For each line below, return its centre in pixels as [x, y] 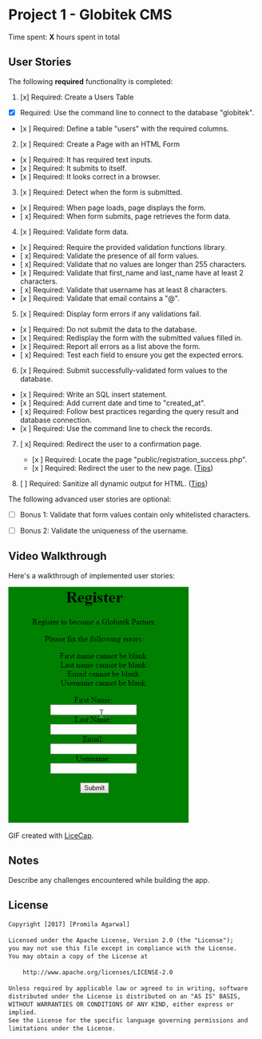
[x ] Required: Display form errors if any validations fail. [111, 313]
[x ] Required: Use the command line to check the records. [116, 428]
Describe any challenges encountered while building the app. [109, 880]
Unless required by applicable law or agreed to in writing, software [128, 989]
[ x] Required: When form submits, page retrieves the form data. [125, 216]
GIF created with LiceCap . [51, 836]
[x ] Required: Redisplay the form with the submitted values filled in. [131, 337]
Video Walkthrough [58, 556]
